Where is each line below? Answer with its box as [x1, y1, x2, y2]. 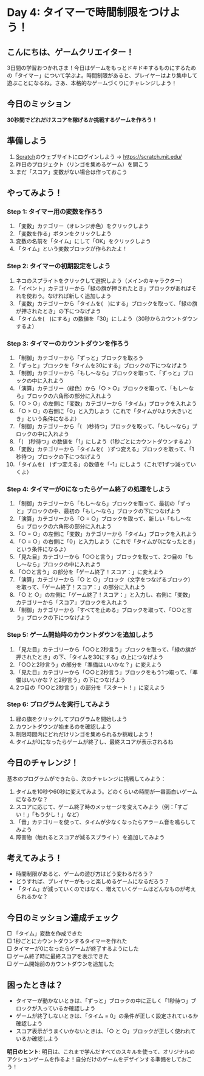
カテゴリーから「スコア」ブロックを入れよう [15, 599, 128, 606]
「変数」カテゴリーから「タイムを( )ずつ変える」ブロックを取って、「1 [15, 445, 194, 453]
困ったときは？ [7, 980, 63, 990]
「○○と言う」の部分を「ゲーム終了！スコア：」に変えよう [15, 568, 164, 575]
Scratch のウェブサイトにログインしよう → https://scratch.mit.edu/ [15, 153, 182, 160]
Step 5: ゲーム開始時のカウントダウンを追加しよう [7, 631, 154, 639]
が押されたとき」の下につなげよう [15, 307, 101, 314]
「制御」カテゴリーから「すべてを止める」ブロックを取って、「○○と [15, 606, 187, 614]
